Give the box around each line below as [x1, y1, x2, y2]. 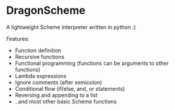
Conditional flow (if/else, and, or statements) [14, 85, 125, 92]
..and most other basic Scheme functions [14, 97, 117, 105]
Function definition [14, 46, 62, 54]
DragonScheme [6, 4, 86, 17]
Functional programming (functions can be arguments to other [14, 60, 169, 67]
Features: [6, 35, 30, 42]
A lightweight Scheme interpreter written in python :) [6, 23, 136, 31]
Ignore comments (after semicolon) [14, 79, 102, 86]
